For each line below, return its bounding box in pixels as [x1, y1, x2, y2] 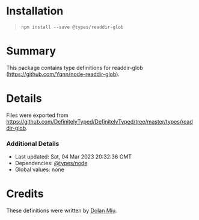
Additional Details [6, 139, 60, 148]
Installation [6, 4, 64, 18]
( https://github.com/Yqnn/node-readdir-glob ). [6, 71, 120, 78]
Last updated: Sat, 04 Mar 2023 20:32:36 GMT [14, 153, 132, 160]
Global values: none [14, 166, 64, 173]
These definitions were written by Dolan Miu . [6, 207, 117, 215]
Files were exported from [6, 112, 69, 119]
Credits [6, 187, 44, 201]
